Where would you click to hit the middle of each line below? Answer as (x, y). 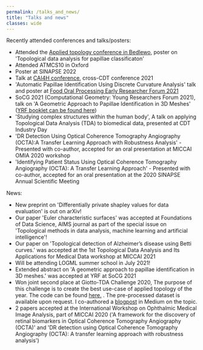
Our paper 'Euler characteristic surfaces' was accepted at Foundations (103, 218)
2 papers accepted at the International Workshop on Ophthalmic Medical (106, 308)
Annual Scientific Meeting (47, 181)
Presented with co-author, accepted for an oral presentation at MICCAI (103, 149)
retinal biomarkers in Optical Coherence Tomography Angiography (98, 321)
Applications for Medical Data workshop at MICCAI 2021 (85, 256)
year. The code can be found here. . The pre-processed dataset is (98, 295)
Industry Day (31, 130)
